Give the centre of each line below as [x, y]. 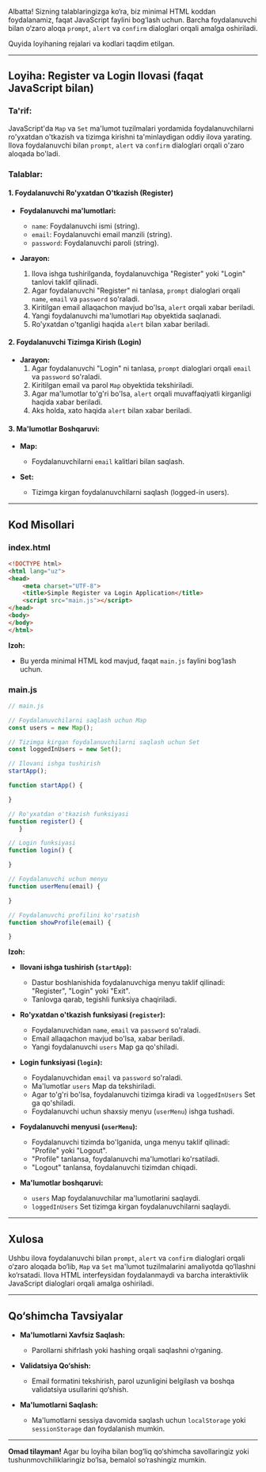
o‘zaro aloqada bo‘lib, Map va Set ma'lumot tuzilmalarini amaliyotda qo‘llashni [132, 1267]
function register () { [46, 821]
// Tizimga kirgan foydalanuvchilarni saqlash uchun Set [104, 742]
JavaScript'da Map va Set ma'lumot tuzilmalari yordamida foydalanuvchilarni [131, 128]
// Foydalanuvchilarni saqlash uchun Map [78, 720]
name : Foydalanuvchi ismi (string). [85, 226]
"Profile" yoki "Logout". [69, 1151]
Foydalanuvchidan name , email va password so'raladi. [116, 1030]
